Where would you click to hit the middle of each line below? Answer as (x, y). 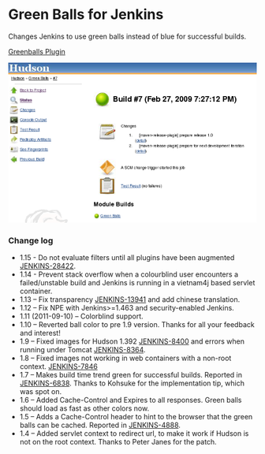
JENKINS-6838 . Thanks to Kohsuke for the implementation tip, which (132, 383)
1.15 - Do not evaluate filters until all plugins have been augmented (127, 258)
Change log (31, 240)
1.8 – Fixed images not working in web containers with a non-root (125, 358)
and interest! (40, 333)
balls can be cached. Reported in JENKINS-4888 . (100, 425)
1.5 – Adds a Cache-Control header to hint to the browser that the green (136, 417)
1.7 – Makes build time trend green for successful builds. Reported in (131, 375)
